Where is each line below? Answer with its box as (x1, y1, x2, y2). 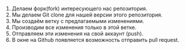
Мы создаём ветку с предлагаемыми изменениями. (11, 18, 145, 24)
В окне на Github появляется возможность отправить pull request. (11, 37, 179, 43)
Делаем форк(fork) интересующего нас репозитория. (11, 5, 148, 12)
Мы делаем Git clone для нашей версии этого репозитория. (11, 11, 163, 18)
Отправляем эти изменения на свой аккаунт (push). (11, 30, 144, 37)
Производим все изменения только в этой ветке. (11, 24, 137, 31)
